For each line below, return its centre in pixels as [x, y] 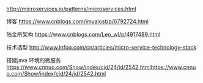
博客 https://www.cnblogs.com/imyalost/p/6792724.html [77, 21]
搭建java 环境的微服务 [34, 60]
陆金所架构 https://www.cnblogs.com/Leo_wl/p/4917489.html [83, 34]
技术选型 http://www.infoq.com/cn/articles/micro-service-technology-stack [102, 47]
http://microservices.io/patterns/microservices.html [71, 9]
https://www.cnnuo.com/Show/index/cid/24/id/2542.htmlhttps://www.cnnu [101, 67]
